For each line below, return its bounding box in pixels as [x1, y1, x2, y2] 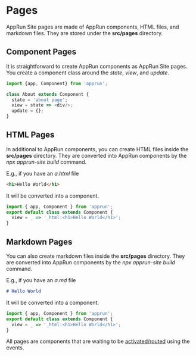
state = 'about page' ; [11, 96, 68, 103]
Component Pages [6, 47, 77, 57]
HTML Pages [6, 130, 55, 140]
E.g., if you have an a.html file [6, 170, 79, 177]
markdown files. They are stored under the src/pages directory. [6, 29, 163, 36]
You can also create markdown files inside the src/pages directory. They [6, 252, 185, 260]
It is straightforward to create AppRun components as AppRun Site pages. [6, 63, 188, 70]
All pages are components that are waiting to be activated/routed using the [6, 338, 190, 345]
